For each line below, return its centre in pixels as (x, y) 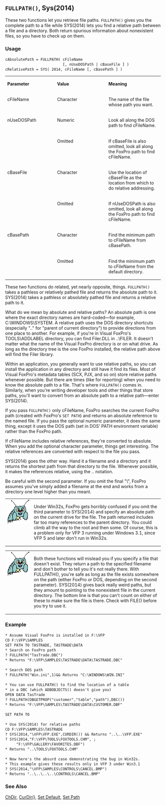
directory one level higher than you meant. (48, 492)
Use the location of (128, 172)
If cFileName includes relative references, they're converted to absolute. (79, 441)
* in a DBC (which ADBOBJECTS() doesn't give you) (58, 690)
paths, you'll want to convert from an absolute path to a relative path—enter (82, 396)
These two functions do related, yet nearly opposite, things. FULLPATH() (78, 287)
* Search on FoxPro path (31, 650)
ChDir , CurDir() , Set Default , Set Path (42, 797)
